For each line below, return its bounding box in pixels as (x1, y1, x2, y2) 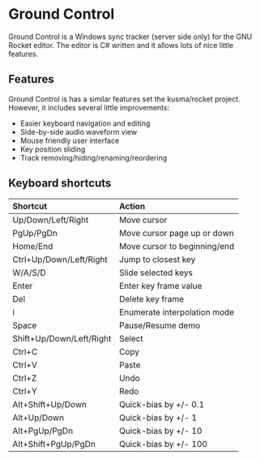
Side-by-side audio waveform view (19, 127, 138, 136)
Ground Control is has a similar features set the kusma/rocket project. (8, 94, 241, 104)
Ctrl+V (12, 359, 38, 370)
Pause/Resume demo (118, 320, 201, 331)
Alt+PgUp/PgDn (12, 425, 74, 436)
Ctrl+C (12, 346, 38, 357)
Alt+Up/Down (12, 411, 65, 423)
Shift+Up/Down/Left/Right (12, 333, 112, 344)
